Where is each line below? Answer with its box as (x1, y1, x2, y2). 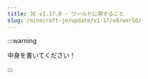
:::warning (7, 36, 37, 44)
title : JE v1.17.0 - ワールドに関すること (7, 10, 125, 18)
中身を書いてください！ (7, 51, 76, 59)
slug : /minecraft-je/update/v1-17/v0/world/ (7, 17, 142, 24)
